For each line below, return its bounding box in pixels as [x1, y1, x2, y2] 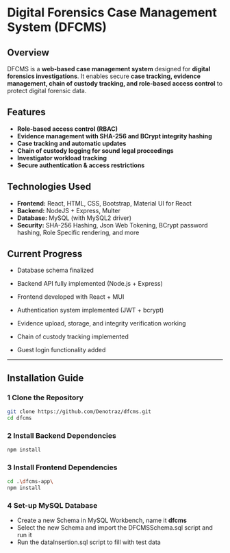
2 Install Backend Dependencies [7, 430, 116, 440]
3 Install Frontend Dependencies [7, 463, 118, 472]
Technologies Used [7, 181, 91, 193]
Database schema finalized [16, 266, 94, 275]
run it [16, 531, 32, 539]
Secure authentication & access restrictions [16, 161, 145, 169]
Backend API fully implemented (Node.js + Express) [16, 280, 163, 288]
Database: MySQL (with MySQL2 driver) [16, 214, 132, 222]
